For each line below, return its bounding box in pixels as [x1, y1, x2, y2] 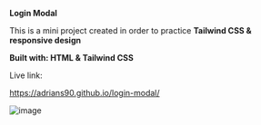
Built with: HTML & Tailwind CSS [9, 53, 134, 62]
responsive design [9, 35, 82, 45]
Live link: [9, 70, 43, 81]
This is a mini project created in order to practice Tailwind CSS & [9, 25, 252, 35]
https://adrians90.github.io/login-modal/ [9, 88, 161, 98]
